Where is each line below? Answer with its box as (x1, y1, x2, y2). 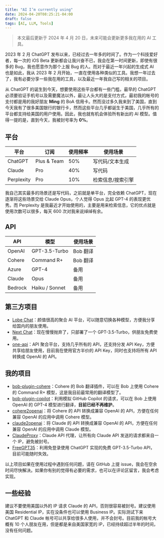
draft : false (5, 16, 32, 21)
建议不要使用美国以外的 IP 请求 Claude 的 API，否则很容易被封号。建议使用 (5, 503, 156, 509)
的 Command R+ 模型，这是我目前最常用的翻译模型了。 (12, 389, 123, 395)
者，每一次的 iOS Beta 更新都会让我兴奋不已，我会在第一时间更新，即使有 (5, 57, 153, 64)
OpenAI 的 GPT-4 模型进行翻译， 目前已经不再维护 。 (12, 402, 117, 408)
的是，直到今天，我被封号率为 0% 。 (18, 117, 91, 123)
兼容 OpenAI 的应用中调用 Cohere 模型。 (12, 414, 94, 420)
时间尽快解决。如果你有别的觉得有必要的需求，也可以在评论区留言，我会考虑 (5, 467, 159, 473)
